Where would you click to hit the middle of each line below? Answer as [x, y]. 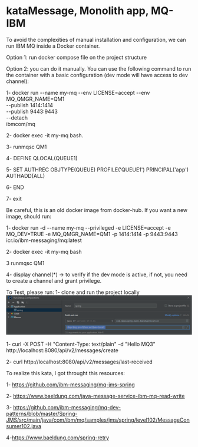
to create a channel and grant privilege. [54, 280]
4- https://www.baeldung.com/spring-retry [58, 438]
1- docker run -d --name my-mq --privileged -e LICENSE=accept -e [88, 227]
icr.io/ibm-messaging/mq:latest [44, 240]
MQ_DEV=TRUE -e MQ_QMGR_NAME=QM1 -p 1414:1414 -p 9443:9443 [92, 234]
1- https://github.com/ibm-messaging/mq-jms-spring [71, 385]
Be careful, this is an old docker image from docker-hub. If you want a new [97, 210]
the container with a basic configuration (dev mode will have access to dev [97, 75]
